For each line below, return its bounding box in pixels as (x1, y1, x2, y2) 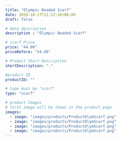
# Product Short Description (5, 58, 67, 63)
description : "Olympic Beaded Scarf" (5, 31, 87, 36)
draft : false (5, 17, 33, 22)
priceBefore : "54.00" (5, 49, 51, 54)
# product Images (5, 100, 42, 105)
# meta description (5, 26, 47, 31)
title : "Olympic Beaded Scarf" (5, 7, 71, 13)
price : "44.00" (5, 45, 37, 50)
